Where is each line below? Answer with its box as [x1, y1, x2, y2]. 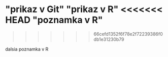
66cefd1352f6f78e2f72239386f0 [93, 31, 163, 37]
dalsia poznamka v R [5, 46, 49, 52]
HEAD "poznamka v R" [5, 14, 103, 26]
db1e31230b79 [93, 36, 124, 42]
